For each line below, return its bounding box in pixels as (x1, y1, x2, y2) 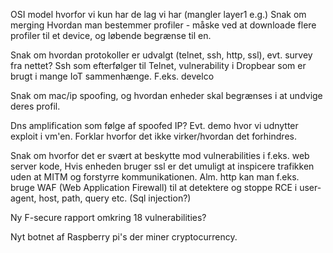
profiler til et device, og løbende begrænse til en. (10, 30, 212, 41)
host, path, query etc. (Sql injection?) (38, 192, 192, 204)
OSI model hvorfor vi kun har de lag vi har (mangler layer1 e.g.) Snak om (10, 9, 307, 20)
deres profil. (10, 100, 61, 112)
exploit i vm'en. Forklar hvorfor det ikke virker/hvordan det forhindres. (10, 130, 297, 142)
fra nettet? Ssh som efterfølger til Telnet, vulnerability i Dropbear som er (10, 60, 307, 71)
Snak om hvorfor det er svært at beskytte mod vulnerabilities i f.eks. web (10, 150, 310, 161)
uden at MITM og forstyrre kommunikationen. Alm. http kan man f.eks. (10, 171, 300, 183)
